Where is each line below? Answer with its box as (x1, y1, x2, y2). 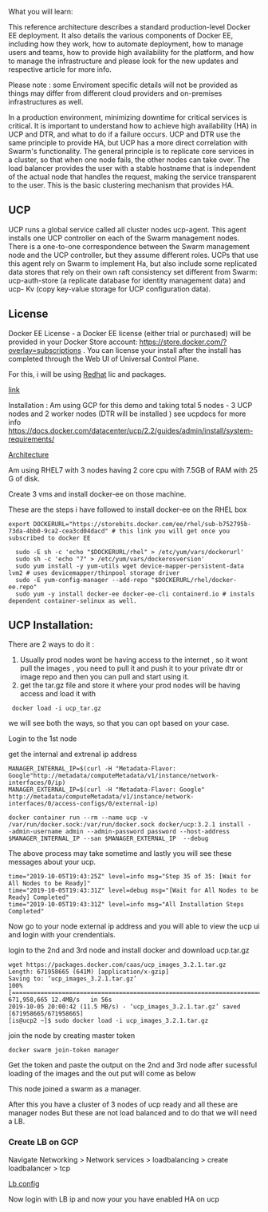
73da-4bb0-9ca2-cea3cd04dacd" (8, 527, 109, 535)
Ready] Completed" (8, 893, 69, 901)
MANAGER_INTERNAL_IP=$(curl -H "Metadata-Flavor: (8, 765, 177, 773)
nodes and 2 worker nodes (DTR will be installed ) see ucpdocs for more (8, 409, 246, 418)
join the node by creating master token (8, 1031, 136, 1040)
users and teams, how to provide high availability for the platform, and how (8, 48, 254, 57)
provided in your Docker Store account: (8, 337, 138, 347)
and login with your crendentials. (8, 930, 116, 940)
